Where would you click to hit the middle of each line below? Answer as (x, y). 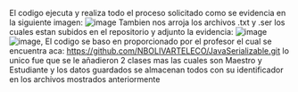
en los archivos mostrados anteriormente (85, 79)
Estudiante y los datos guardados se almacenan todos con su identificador (146, 70)
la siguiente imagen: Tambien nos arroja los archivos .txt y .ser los (147, 22)
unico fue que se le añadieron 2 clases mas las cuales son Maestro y (136, 60)
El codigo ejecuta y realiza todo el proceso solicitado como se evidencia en (148, 13)
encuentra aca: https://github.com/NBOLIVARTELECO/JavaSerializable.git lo (149, 51)
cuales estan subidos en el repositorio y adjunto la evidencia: (121, 32)
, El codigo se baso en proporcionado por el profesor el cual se (156, 41)
